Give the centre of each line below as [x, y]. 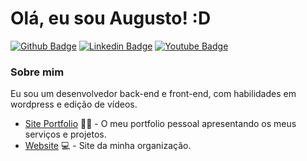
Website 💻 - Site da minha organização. [108, 146]
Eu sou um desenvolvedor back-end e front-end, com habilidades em [153, 94]
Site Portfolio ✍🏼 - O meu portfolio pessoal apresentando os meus [160, 124]
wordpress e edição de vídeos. [74, 104]
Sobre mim [37, 72]
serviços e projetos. [65, 134]
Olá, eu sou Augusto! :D [111, 18]
